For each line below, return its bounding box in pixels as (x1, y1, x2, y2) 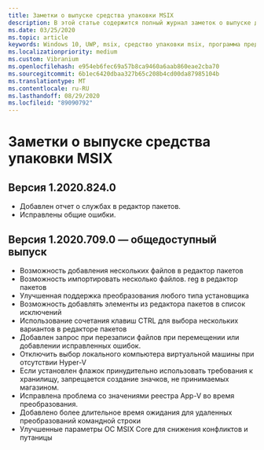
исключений (19, 307, 62, 316)
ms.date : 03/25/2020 (8, 26, 76, 34)
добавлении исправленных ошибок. (19, 341, 141, 350)
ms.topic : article (8, 33, 68, 42)
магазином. (19, 382, 60, 392)
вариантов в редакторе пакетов (19, 324, 127, 334)
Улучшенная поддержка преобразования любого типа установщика (19, 291, 250, 300)
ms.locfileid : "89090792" (8, 99, 93, 107)
